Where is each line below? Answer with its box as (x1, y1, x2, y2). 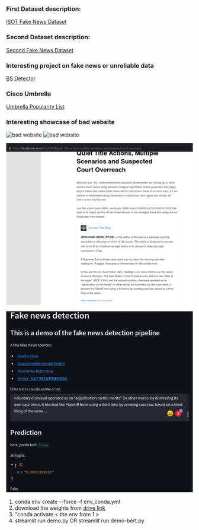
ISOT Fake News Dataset (6, 18, 67, 26)
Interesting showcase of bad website (6, 118, 115, 126)
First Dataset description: (6, 5, 81, 13)
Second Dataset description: (6, 33, 91, 42)
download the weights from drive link (14, 504, 105, 512)
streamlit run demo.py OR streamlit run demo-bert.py (14, 517, 145, 524)
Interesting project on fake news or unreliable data (6, 61, 154, 69)
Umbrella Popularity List (6, 103, 65, 110)
